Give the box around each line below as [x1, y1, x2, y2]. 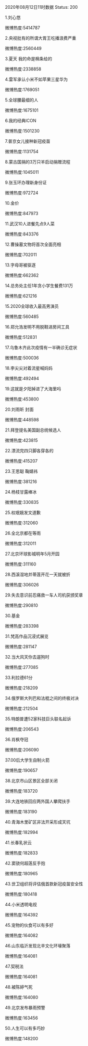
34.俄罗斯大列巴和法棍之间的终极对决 [5, 696, 79, 701]
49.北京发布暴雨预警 [5, 1005, 46, 1011]
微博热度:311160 [5, 561, 37, 567]
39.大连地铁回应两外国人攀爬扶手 [5, 798, 71, 804]
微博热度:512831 [5, 334, 37, 340]
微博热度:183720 [5, 788, 38, 794]
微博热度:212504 [5, 706, 38, 711]
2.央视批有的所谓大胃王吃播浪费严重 [5, 35, 76, 41]
